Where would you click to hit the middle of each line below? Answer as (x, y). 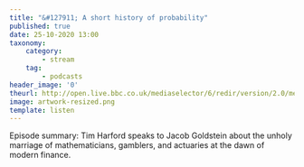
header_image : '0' (44, 85)
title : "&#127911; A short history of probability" (109, 18)
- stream (58, 60)
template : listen (42, 110)
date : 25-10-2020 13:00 (54, 34)
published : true (40, 26)
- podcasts (62, 77)
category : (44, 51)
